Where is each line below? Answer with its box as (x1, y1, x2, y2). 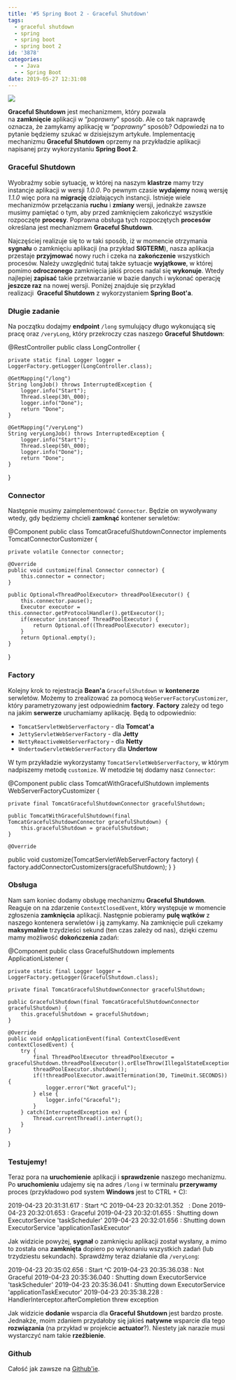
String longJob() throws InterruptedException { (8, 381, 153, 388)
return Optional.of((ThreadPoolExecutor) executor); (33, 622, 190, 629)
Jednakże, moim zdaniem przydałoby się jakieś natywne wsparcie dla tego (8, 1316, 225, 1325)
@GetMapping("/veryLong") (8, 424, 83, 431)
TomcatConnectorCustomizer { (8, 535, 97, 544)
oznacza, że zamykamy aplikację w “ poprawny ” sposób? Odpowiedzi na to (8, 123, 225, 131)
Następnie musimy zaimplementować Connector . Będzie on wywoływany (8, 506, 218, 515)
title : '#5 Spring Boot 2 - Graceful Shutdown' (8, 10, 150, 18)
